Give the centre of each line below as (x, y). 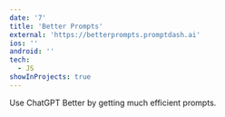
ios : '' (24, 43)
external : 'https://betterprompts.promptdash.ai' (105, 34)
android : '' (32, 52)
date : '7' (28, 18)
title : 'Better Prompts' (56, 26)
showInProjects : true (50, 77)
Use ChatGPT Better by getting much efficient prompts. (113, 102)
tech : (20, 60)
